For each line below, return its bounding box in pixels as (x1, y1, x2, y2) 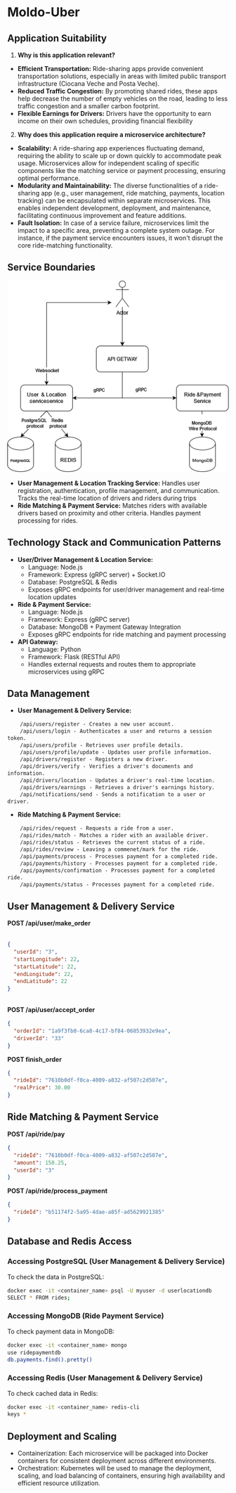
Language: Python (27, 645, 81, 653)
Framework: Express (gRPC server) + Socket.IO (27, 570, 166, 579)
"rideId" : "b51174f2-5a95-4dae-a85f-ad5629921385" (13, 1209, 165, 1216)
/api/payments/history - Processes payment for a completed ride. (20, 860, 218, 867)
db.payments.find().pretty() (7, 1357, 93, 1364)
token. (7, 735, 27, 742)
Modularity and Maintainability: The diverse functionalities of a (17, 181, 203, 190)
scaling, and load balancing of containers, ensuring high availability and (17, 1471, 225, 1480)
